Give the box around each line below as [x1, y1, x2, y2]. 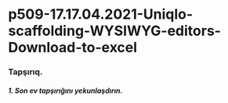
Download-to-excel [8, 39, 138, 56]
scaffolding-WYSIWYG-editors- [8, 22, 222, 40]
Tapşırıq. [8, 66, 43, 77]
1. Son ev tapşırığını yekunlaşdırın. [8, 86, 123, 95]
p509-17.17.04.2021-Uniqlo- [8, 5, 194, 23]
